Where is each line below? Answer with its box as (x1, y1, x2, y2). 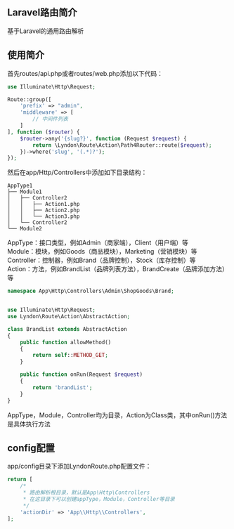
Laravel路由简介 (7, 6, 77, 19)
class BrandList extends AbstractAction (7, 325, 128, 332)
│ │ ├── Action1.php (7, 201, 80, 208)
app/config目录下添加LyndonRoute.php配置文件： (7, 462, 152, 471)
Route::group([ (7, 96, 52, 103)
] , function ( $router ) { (7, 129, 80, 136)
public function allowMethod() (20, 339, 112, 346)
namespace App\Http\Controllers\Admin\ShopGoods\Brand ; (7, 287, 174, 295)
